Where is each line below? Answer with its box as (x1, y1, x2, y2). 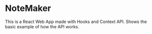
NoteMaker (5, 3, 51, 14)
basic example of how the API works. (5, 23, 79, 29)
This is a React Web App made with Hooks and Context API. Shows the (5, 19, 147, 24)
